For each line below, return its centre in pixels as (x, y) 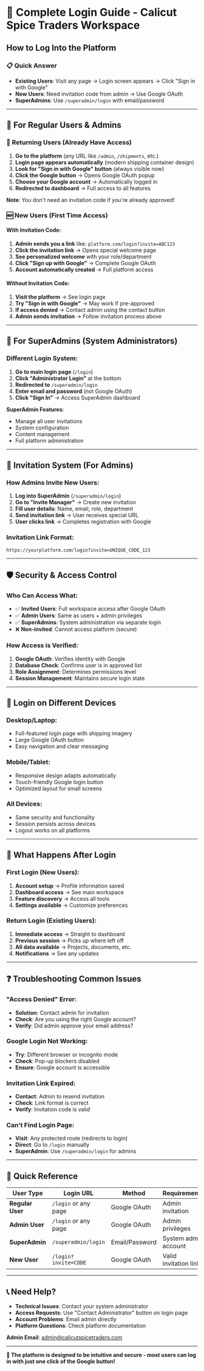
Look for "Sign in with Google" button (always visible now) (90, 168)
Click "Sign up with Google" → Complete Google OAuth (85, 263)
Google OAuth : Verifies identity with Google (70, 659)
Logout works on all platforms (52, 830)
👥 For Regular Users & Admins (64, 125)
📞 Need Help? (31, 1292)
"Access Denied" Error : (42, 999)
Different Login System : (42, 358)
